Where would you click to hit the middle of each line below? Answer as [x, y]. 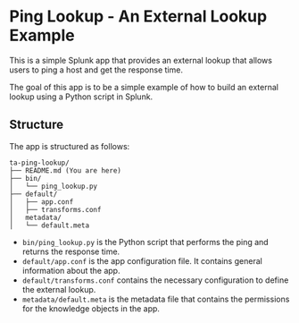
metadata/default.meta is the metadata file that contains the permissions [156, 299]
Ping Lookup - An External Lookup [138, 17]
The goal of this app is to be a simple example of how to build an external [144, 87]
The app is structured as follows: [70, 146]
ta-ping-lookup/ [39, 163]
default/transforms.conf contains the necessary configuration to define [155, 280]
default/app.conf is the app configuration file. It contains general [142, 260]
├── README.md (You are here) [66, 170]
